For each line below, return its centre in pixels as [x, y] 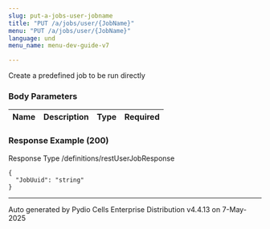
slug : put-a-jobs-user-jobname [61, 16]
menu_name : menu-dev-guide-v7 [59, 46]
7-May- [235, 209]
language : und [32, 38]
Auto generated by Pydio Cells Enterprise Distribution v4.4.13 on [115, 209]
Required [142, 117]
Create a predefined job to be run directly [77, 76]
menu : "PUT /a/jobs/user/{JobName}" [70, 31]
